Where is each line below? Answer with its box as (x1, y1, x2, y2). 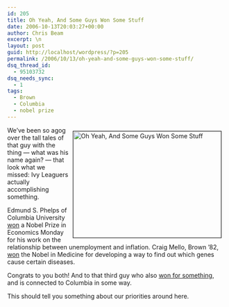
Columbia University (7, 213, 65, 222)
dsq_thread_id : (7, 62, 51, 69)
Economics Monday (7, 228, 64, 236)
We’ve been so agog (7, 126, 66, 134)
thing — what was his (7, 148, 69, 156)
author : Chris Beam (7, 29, 64, 37)
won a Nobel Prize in (7, 220, 67, 229)
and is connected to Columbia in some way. (7, 279, 132, 287)
